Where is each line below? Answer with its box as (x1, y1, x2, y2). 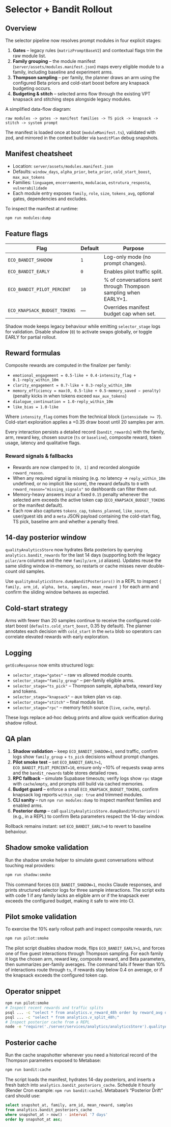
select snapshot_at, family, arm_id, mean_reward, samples (5, 1102, 133, 1108)
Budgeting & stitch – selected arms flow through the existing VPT (12, 91, 151, 96)
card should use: (5, 1092, 41, 1098)
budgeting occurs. (12, 85, 52, 91)
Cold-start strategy (5, 604, 68, 612)
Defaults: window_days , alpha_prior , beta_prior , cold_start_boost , (12, 168, 152, 175)
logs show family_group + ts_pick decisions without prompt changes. (12, 753, 159, 759)
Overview (5, 24, 37, 33)
